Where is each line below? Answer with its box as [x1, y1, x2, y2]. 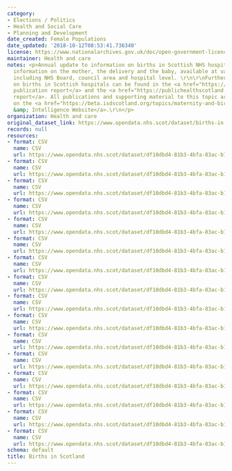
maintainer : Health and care [7, 55, 91, 62]
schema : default [7, 447, 54, 454]
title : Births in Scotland [7, 453, 85, 460]
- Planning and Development [7, 29, 88, 37]
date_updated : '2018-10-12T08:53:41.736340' [7, 42, 137, 49]
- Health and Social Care [7, 23, 81, 30]
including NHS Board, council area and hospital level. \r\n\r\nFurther [13, 74, 227, 81]
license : [7, 49, 32, 56]
